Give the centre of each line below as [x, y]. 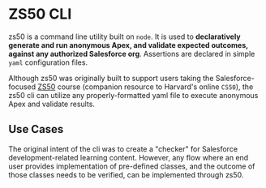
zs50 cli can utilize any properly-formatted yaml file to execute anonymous [133, 95]
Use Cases [36, 129]
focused [22, 87]
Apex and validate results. [52, 104]
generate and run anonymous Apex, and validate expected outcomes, [129, 45]
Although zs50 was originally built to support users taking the [111, 78]
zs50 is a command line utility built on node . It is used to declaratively [124, 36]
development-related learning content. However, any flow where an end [129, 157]
